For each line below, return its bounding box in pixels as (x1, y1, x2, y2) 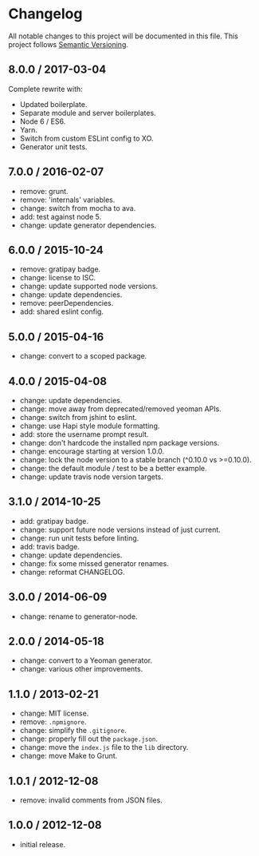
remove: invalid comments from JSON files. (19, 795, 163, 805)
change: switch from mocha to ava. (19, 203, 136, 212)
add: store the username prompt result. (19, 430, 149, 439)
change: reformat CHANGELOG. (19, 567, 125, 577)
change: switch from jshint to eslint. (19, 413, 137, 422)
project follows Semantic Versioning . (8, 39, 129, 49)
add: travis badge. (19, 541, 80, 551)
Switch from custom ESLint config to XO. (19, 133, 154, 143)
